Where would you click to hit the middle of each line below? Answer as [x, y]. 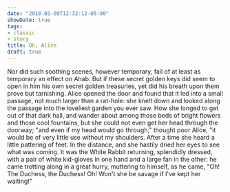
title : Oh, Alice [32, 45]
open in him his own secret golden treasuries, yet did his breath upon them [114, 86]
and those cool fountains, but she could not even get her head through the [113, 122]
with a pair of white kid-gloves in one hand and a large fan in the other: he [112, 159]
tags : [15, 26]
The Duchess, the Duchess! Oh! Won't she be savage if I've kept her [104, 173]
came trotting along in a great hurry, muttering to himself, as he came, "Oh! [114, 167]
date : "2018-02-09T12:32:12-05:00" [58, 13]
